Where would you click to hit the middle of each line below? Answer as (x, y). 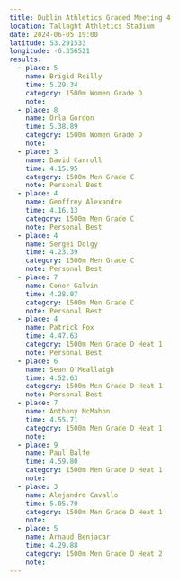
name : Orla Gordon (60, 118)
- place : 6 (38, 361)
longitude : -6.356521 (50, 51)
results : (26, 59)
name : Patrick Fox (60, 328)
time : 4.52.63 (52, 378)
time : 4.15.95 (52, 168)
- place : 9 (38, 445)
